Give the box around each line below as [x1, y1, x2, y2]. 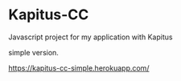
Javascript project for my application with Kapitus [8, 32, 173, 42]
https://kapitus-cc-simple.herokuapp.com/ [8, 63, 150, 73]
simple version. [8, 47, 59, 57]
